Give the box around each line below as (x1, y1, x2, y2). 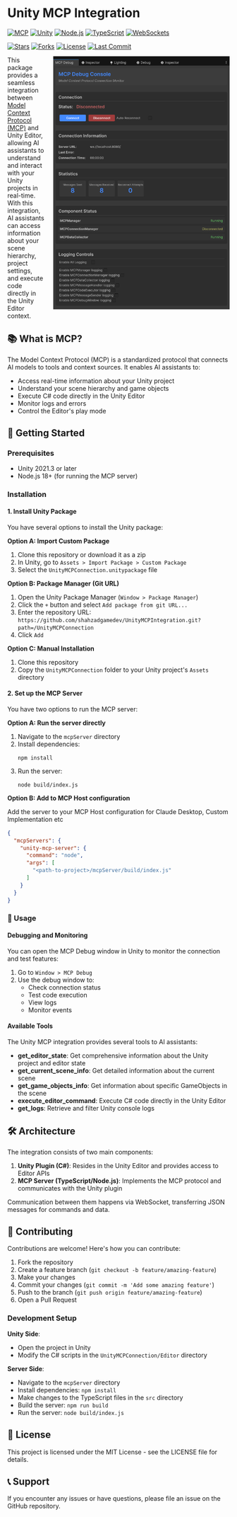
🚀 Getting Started (7, 427, 85, 440)
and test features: (7, 954, 59, 963)
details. (7, 1455, 29, 1463)
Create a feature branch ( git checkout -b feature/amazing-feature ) (17, 1266, 217, 1274)
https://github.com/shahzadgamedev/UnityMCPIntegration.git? (17, 617, 202, 624)
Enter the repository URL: (17, 607, 92, 617)
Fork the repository (17, 1258, 74, 1266)
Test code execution (28, 990, 87, 999)
